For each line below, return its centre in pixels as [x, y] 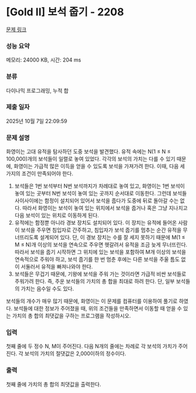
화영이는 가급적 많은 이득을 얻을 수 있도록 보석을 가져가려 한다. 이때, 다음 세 [99, 166]
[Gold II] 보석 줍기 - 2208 [65, 12]
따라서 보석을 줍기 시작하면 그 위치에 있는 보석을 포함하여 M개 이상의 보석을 [100, 252]
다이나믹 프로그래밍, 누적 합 [37, 90]
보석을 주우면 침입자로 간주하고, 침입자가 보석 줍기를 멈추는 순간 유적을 [101, 230]
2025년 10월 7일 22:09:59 [37, 121]
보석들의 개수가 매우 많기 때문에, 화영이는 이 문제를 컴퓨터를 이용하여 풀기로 [92, 301]
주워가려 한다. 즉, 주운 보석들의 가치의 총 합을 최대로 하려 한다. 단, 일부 [94, 282]
